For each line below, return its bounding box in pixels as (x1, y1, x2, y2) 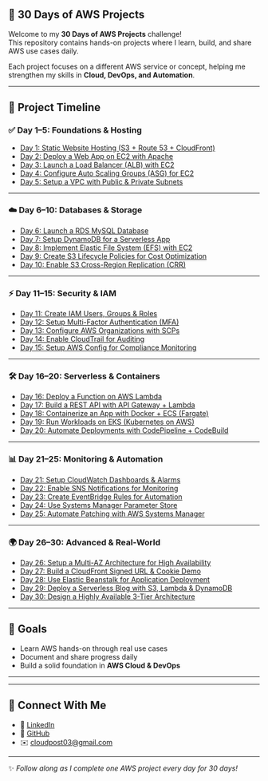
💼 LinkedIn (19, 720, 55, 729)
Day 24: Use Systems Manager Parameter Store (19, 500, 178, 509)
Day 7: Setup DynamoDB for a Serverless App (19, 234, 171, 244)
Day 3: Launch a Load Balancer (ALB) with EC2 (19, 160, 175, 169)
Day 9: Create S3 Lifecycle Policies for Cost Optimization (19, 251, 207, 260)
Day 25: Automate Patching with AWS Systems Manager (19, 509, 205, 518)
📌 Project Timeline (8, 101, 101, 114)
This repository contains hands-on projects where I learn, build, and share (8, 38, 252, 47)
